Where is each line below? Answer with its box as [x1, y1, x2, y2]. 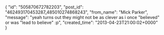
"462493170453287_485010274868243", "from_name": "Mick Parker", [5, 9, 148, 15]
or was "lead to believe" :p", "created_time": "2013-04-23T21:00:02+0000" [5, 19, 158, 25]
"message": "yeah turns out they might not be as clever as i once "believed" [5, 15, 160, 20]
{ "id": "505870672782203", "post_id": [5, 4, 84, 10]
